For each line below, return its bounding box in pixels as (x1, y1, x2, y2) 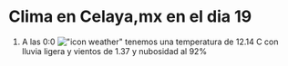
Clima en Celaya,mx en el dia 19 (8, 6, 252, 27)
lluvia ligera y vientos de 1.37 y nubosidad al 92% (21, 45, 207, 56)
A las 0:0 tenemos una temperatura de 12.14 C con (21, 36, 279, 47)
